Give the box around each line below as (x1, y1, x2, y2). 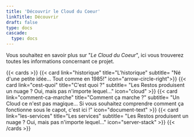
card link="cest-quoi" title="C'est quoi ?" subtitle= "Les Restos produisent (6, 82, 185, 88)
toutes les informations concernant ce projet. (6, 58, 115, 65)
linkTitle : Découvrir (6, 14, 59, 20)
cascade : (6, 30, 27, 36)
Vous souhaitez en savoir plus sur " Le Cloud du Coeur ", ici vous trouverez (6, 52, 184, 58)
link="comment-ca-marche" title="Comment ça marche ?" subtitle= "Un (6, 94, 180, 101)
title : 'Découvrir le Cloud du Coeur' (6, 8, 101, 15)
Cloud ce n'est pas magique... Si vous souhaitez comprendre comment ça (6, 100, 184, 107)
